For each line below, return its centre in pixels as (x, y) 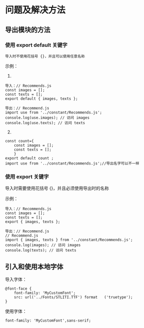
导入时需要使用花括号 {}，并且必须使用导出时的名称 (57, 188)
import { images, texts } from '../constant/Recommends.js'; (69, 240)
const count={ (20, 141)
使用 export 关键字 (27, 176)
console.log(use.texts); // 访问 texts (45, 123)
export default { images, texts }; (42, 99)
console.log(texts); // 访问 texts (41, 250)
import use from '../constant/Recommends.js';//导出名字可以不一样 (72, 163)
